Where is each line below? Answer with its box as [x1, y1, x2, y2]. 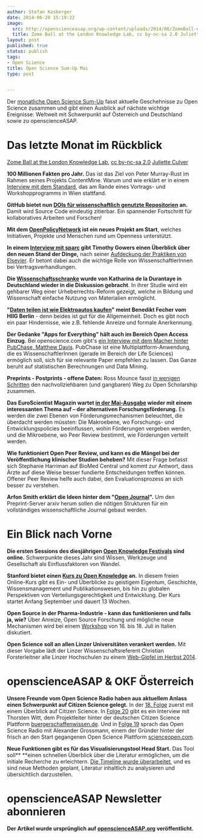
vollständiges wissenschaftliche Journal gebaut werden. [7, 506, 148, 513]
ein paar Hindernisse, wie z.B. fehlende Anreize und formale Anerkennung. [7, 319, 194, 326]
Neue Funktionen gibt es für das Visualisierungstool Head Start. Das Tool [7, 745, 194, 753]
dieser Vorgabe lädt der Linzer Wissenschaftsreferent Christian [7, 647, 164, 655]
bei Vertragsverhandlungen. [7, 263, 77, 271]
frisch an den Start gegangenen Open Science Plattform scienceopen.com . [7, 733, 194, 741]
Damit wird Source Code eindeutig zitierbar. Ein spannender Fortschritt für [7, 208, 192, 215]
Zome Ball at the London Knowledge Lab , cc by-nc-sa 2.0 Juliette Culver [7, 159, 189, 166]
